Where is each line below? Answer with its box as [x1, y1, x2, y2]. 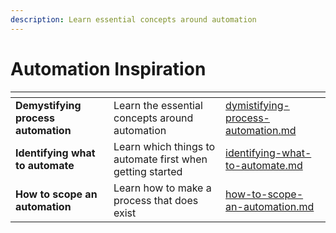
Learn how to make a [113, 181, 212, 195]
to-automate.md [225, 158, 303, 172]
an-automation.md [225, 199, 315, 213]
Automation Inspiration [10, 57, 207, 80]
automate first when [113, 152, 208, 166]
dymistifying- [225, 98, 290, 112]
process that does [113, 193, 199, 207]
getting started [113, 164, 183, 178]
